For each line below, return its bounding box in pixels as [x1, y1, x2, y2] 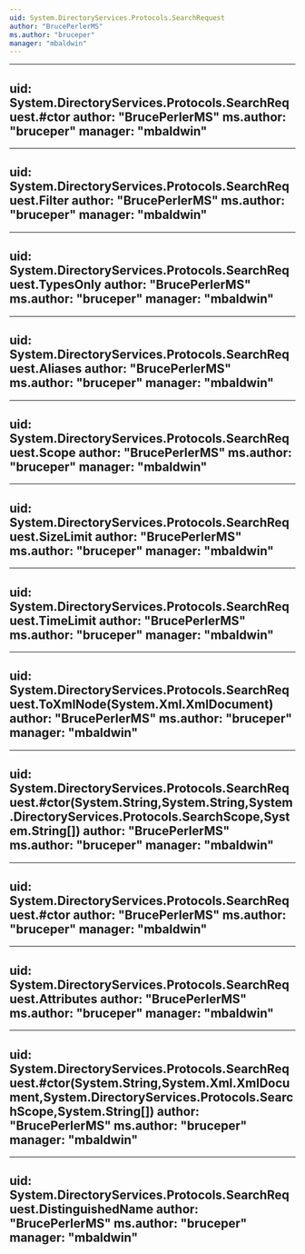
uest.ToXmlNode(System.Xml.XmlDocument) [9, 697, 274, 712]
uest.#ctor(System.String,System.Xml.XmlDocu [9, 1075, 290, 1090]
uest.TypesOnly [9, 277, 103, 293]
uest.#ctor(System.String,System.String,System [9, 795, 293, 811]
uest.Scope [9, 444, 76, 460]
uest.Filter [9, 193, 70, 209]
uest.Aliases [9, 361, 83, 377]
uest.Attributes [9, 991, 98, 1007]
